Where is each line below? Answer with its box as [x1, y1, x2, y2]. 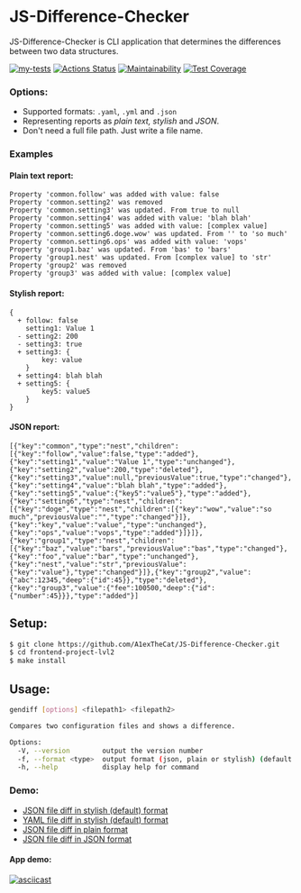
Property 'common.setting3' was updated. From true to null [9, 205, 241, 215]
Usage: [9, 681, 51, 697]
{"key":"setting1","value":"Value [9, 457, 140, 466]
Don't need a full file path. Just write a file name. [22, 125, 204, 136]
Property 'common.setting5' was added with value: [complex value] [9, 222, 269, 231]
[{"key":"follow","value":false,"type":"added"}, [9, 449, 200, 459]
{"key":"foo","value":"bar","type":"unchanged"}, [9, 551, 200, 560]
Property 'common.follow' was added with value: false [9, 190, 220, 199]
